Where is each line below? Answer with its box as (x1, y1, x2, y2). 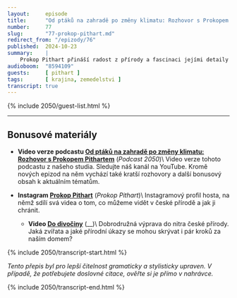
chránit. (17, 206, 40, 215)
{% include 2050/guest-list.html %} (7, 101, 111, 110)
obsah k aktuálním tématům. (17, 178, 100, 186)
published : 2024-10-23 (7, 43, 78, 50)
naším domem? (28, 235, 73, 243)
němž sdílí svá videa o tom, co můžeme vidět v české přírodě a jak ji (17, 199, 216, 207)
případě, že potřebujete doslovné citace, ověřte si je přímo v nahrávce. (7, 269, 214, 278)
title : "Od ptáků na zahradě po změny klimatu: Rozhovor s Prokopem (7, 17, 229, 24)
